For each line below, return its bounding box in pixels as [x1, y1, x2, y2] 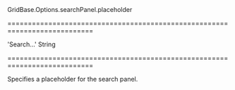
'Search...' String [7, 40, 56, 49]
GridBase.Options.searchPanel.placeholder [7, 6, 133, 13]
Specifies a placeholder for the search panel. [7, 75, 138, 83]
